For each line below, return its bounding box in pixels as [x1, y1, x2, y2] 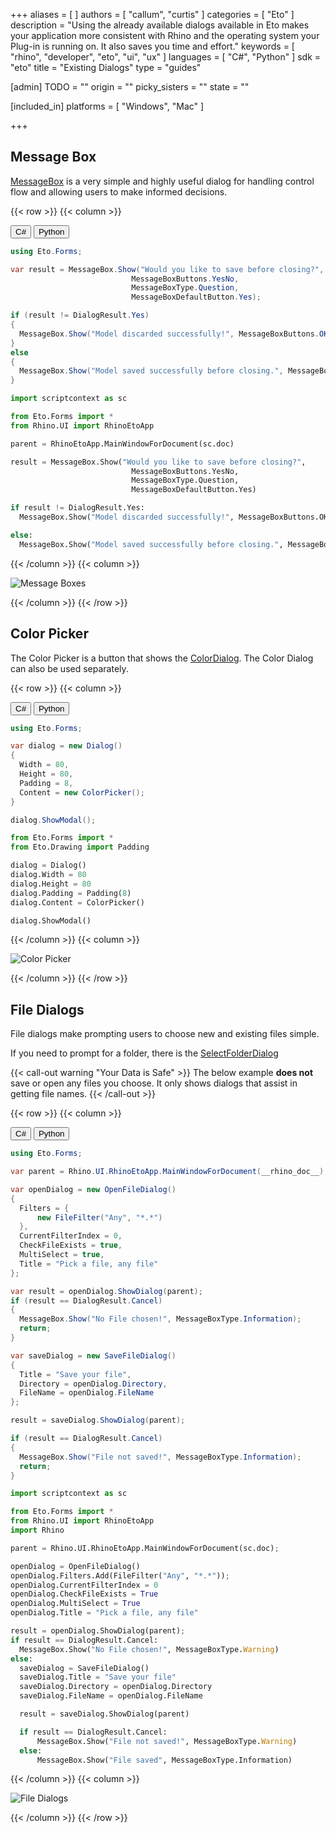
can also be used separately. [10, 662, 129, 674]
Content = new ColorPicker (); [19, 787, 145, 798]
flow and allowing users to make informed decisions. [10, 185, 228, 198]
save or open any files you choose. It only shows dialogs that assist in [10, 1077, 298, 1089]
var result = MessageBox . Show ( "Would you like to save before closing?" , [10, 264, 325, 274]
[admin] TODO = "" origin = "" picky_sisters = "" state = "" [10, 81, 250, 93]
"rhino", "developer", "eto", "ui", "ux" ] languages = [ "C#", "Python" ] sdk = [10, 51, 322, 63]
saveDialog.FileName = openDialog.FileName [19, 1691, 203, 1701]
